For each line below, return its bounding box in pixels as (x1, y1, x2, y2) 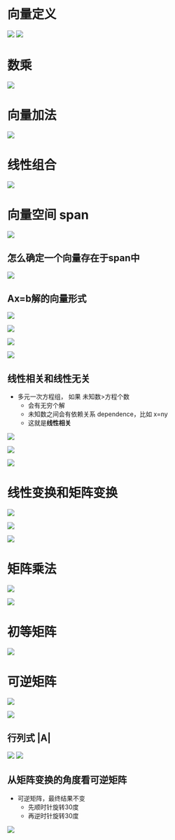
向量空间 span (7, 207, 89, 222)
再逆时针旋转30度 (27, 811, 79, 820)
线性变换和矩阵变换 (7, 485, 118, 501)
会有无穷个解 (27, 401, 65, 410)
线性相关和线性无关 (7, 372, 90, 385)
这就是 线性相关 (27, 419, 71, 427)
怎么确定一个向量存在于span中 (7, 252, 140, 264)
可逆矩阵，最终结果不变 (17, 794, 85, 802)
